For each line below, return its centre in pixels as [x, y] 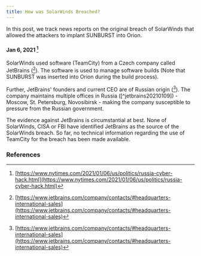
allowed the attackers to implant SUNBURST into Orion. [74, 35]
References [23, 154]
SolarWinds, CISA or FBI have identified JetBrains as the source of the [93, 126]
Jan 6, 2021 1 [22, 49]
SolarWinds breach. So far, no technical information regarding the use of [96, 133]
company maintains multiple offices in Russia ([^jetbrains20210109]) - [92, 96]
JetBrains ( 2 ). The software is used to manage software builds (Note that [96, 70]
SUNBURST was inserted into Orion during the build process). [83, 77]
